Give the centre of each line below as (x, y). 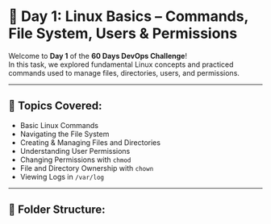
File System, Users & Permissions (123, 33)
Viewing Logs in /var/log (62, 176)
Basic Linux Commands (59, 125)
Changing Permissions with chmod (75, 160)
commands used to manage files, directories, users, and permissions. (124, 73)
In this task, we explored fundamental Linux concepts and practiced (121, 64)
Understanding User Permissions (75, 151)
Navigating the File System (65, 134)
